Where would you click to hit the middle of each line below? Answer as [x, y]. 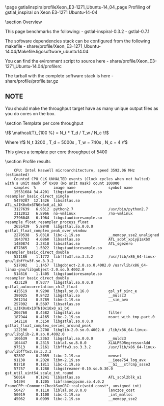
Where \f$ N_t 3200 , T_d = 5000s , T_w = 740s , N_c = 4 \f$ [66, 142]
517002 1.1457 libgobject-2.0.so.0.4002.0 [62, 265]
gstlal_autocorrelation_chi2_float [41, 287]
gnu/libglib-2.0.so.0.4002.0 [35, 334]
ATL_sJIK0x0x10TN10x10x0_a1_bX [37, 308]
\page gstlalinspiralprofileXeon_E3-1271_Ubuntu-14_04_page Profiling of [78, 7]
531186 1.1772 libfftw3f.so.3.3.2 [54, 256]
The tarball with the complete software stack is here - [59, 76]
